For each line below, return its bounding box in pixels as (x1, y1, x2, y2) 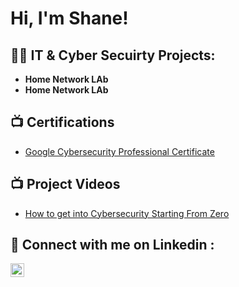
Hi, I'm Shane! (10, 7, 129, 30)
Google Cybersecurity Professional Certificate (24, 145, 215, 157)
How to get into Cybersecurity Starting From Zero (24, 207, 230, 219)
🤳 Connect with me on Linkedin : (10, 237, 215, 254)
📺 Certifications (10, 114, 115, 131)
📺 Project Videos (10, 176, 121, 193)
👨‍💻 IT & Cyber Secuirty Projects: (10, 47, 216, 64)
